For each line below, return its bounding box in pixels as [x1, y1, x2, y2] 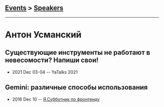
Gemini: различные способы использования [5, 83, 148, 92]
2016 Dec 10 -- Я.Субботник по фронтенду [12, 96, 100, 102]
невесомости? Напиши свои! [5, 56, 99, 64]
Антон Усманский [5, 29, 82, 40]
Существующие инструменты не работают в [5, 48, 150, 57]
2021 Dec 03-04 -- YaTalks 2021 [12, 69, 78, 75]
